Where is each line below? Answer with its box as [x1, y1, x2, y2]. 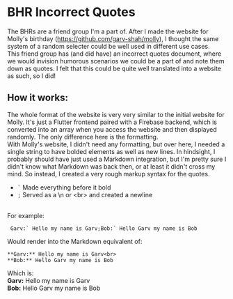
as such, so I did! [7, 71, 56, 80]
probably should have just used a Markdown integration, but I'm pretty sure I [7, 155, 227, 163]
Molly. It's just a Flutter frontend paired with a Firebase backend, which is [7, 118, 218, 126]
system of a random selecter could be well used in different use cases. [7, 42, 210, 50]
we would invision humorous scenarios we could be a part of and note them [7, 56, 225, 65]
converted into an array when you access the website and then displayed [7, 125, 217, 133]
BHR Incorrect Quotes [7, 4, 136, 20]
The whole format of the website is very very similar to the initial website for [7, 110, 225, 118]
